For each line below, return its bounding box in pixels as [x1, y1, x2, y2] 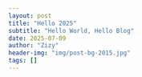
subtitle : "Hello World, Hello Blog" [8, 26, 135, 34]
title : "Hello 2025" [8, 19, 78, 27]
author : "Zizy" [8, 42, 59, 50]
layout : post [8, 11, 52, 20]
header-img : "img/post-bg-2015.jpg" [8, 49, 131, 57]
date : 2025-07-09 [8, 34, 67, 43]
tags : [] [8, 57, 38, 65]
